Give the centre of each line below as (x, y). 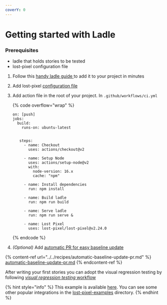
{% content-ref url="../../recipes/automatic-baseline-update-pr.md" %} (78, 257)
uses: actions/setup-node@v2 (58, 163)
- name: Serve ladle (45, 211)
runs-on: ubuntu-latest (46, 128)
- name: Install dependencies (55, 185)
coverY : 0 (15, 10)
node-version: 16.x (53, 172)
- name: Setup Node (44, 158)
